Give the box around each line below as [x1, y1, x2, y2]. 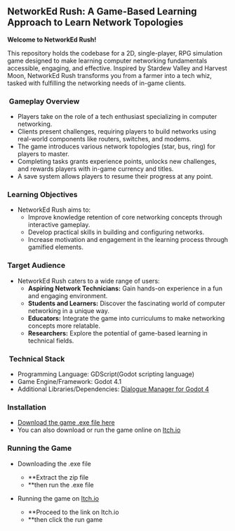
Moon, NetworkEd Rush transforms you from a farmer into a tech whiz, [7, 71, 213, 79]
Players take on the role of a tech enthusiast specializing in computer [17, 113, 217, 121]
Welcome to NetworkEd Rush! [7, 35, 97, 44]
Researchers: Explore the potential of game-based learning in [27, 328, 208, 337]
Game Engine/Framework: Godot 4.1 [17, 378, 121, 385]
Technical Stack [8, 354, 65, 364]
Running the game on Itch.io [17, 494, 100, 502]
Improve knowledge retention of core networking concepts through [27, 213, 222, 222]
